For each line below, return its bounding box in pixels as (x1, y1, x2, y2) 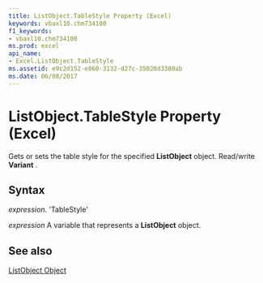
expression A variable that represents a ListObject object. (8, 221, 201, 230)
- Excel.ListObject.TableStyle (8, 58, 114, 66)
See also (8, 244, 53, 258)
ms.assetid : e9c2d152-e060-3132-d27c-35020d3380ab (8, 65, 183, 73)
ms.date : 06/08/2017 (8, 72, 78, 80)
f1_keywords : (8, 27, 53, 35)
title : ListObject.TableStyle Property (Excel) (8, 11, 172, 20)
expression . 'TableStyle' (8, 204, 89, 215)
